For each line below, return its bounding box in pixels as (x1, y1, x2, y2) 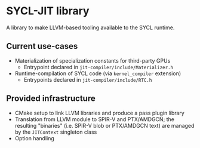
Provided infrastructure (6, 94, 96, 104)
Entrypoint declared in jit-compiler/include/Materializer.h (23, 63, 174, 70)
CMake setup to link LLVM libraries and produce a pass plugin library (14, 109, 185, 116)
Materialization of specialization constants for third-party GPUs (14, 57, 171, 64)
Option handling (14, 134, 55, 141)
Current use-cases (6, 41, 78, 51)
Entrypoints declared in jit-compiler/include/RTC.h (23, 76, 152, 83)
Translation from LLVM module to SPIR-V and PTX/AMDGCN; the (14, 115, 175, 123)
